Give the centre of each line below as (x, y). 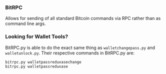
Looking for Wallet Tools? (37, 36)
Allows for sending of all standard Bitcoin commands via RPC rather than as (83, 18)
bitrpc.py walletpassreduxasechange (43, 62)
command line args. (25, 23)
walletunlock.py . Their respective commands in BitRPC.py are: (70, 53)
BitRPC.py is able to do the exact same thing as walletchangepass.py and (80, 47)
